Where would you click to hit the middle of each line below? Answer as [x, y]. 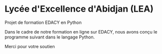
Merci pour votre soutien [30, 46]
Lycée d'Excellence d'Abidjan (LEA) [79, 9]
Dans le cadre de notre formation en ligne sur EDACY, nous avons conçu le [81, 32]
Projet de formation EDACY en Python [43, 22]
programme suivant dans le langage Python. [50, 37]
